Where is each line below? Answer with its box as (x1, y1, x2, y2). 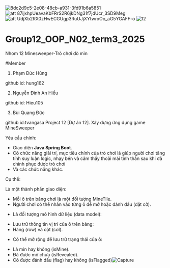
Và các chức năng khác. (12, 166, 64, 172)
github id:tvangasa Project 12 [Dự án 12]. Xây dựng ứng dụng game (5, 119, 146, 125)
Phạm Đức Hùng (12, 70, 47, 76)
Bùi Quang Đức (12, 110, 45, 116)
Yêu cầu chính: (5, 135, 37, 141)
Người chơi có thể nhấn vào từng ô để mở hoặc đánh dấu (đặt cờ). (12, 201, 151, 207)
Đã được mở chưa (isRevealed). (12, 251, 79, 257)
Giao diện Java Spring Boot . (12, 144, 72, 150)
